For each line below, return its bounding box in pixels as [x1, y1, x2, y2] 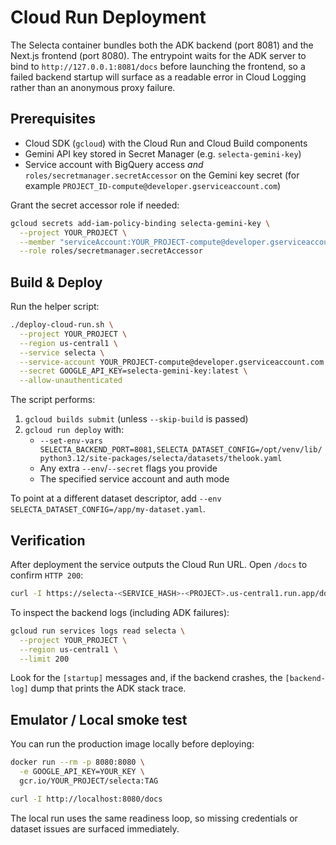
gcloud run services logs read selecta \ [10, 626, 186, 636]
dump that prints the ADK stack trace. [30, 682, 187, 695]
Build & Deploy [10, 274, 103, 291]
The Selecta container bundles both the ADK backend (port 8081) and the [10, 39, 314, 51]
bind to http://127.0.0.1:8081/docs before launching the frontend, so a [10, 60, 306, 72]
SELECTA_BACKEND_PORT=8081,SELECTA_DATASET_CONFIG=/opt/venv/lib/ [39, 445, 323, 455]
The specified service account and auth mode [39, 473, 230, 485]
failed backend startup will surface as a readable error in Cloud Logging [10, 71, 307, 83]
